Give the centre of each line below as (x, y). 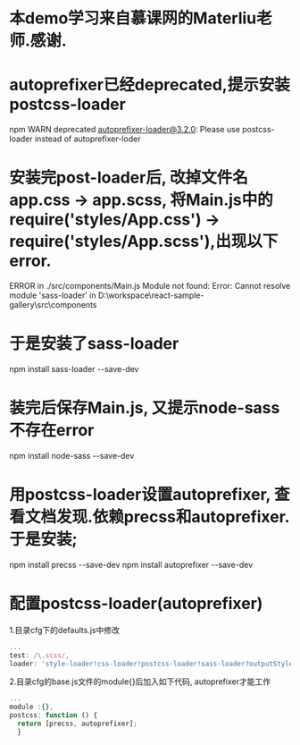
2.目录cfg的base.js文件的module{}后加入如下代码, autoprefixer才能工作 (140, 682)
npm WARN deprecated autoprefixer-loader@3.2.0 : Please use (125, 130)
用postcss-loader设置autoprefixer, (140, 495)
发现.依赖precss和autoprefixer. (173, 517)
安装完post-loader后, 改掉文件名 (129, 178)
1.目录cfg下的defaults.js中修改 (65, 630)
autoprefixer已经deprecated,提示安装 (150, 85)
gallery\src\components (53, 305)
